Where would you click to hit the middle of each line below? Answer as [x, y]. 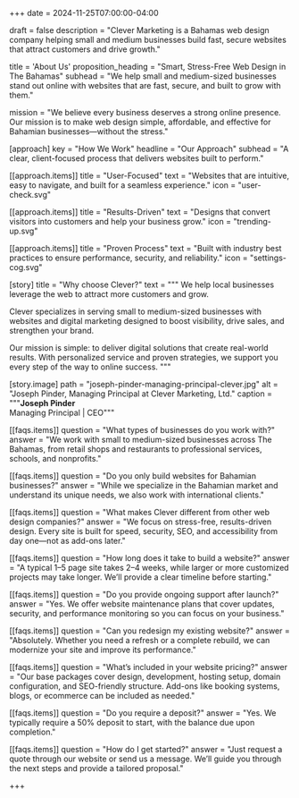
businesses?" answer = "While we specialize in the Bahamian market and [144, 485]
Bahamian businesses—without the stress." [89, 132]
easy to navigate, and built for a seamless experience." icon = [123, 185]
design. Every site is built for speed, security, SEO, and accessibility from [144, 531]
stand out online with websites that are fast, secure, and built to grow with [145, 85]
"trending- [253, 221]
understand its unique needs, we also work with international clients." [137, 495]
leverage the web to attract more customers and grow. [109, 294]
